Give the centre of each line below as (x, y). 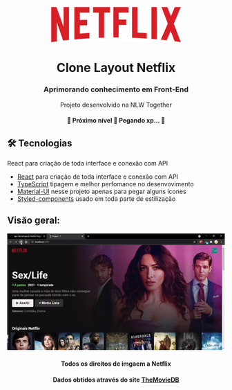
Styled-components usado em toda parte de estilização (96, 198)
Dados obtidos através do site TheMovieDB (116, 380)
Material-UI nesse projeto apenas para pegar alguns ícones (101, 191)
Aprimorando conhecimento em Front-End (116, 89)
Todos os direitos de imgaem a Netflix (116, 364)
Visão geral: (34, 221)
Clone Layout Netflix (116, 68)
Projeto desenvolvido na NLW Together (116, 105)
